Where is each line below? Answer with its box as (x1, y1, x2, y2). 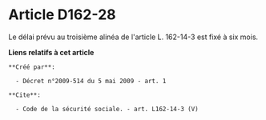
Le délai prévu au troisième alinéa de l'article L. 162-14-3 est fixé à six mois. (8, 32, 259, 42)
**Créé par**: (8, 62, 56, 71)
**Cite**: (8, 90, 42, 99)
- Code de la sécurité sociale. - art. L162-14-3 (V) (15, 105, 199, 113)
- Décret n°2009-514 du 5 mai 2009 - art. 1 (15, 77, 167, 85)
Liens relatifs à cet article (8, 47, 95, 57)
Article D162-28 (8, 6, 116, 24)
